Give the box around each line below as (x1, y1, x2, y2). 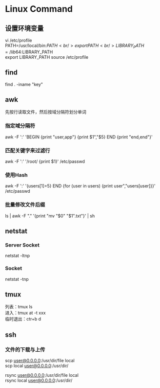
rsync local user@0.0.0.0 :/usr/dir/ (5, 378, 73, 384)
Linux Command (5, 3, 73, 15)
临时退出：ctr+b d (5, 316, 41, 322)
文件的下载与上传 (5, 346, 45, 353)
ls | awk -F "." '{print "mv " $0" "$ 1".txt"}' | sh (5, 213, 95, 219)
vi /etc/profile (5, 38, 33, 43)
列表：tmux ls (5, 304, 33, 310)
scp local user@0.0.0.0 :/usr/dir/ (5, 363, 69, 369)
